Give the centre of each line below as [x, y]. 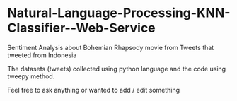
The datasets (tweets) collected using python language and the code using [117, 69]
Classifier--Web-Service [81, 28]
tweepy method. [31, 76]
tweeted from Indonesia [42, 55]
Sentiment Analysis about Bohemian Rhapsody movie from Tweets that [111, 47]
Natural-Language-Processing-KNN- [119, 13]
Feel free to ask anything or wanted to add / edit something [94, 90]
